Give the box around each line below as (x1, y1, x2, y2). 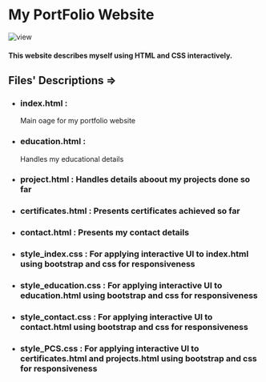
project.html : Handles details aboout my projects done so (19, 174, 251, 185)
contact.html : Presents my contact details (19, 227, 190, 238)
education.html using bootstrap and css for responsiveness (19, 290, 258, 301)
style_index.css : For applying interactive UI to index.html (19, 248, 249, 259)
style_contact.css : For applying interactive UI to (19, 312, 213, 323)
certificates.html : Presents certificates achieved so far (19, 206, 240, 217)
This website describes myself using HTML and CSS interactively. (8, 50, 233, 60)
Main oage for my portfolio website (19, 116, 136, 126)
